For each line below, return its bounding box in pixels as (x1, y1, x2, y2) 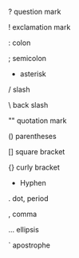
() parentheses (8, 132, 57, 141)
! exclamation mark (8, 23, 71, 31)
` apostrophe (8, 240, 50, 250)
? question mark (8, 7, 61, 16)
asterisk (19, 69, 46, 79)
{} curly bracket (8, 162, 60, 172)
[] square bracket (8, 147, 65, 156)
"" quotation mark (8, 116, 67, 125)
